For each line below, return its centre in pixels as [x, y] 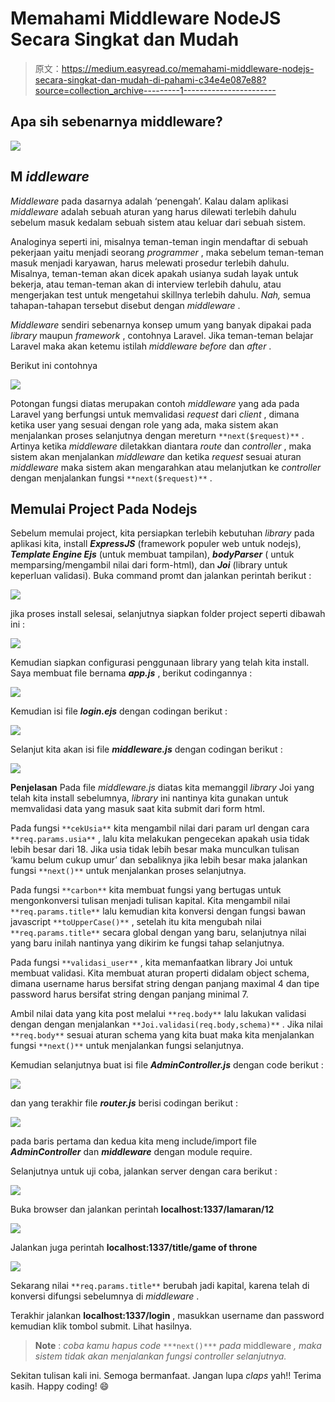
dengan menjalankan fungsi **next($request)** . [111, 478]
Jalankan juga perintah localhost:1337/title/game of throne [134, 1248]
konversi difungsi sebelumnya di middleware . [105, 1296]
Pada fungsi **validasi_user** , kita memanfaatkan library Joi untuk [151, 963]
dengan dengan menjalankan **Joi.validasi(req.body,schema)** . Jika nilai [166, 1024]
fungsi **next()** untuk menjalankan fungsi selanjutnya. [127, 1046]
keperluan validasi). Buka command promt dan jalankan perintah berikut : [161, 576]
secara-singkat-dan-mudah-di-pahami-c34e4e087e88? [150, 79]
